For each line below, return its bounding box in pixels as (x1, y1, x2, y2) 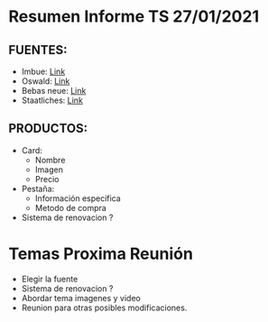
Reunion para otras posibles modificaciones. (21, 302, 188, 313)
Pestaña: (21, 183, 55, 194)
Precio (34, 173, 60, 184)
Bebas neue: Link (21, 86, 87, 96)
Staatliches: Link (21, 95, 83, 106)
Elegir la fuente (21, 273, 79, 284)
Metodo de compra (34, 202, 107, 213)
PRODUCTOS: (8, 121, 88, 136)
